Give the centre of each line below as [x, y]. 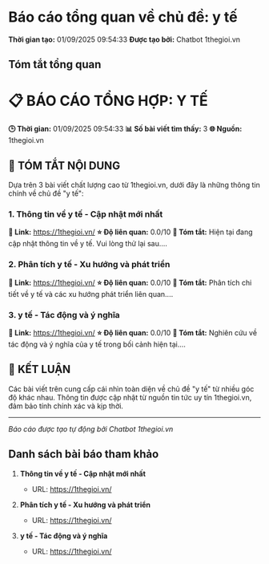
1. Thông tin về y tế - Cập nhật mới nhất [86, 214]
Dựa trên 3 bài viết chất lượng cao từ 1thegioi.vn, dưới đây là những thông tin [134, 185]
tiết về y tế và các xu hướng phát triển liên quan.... [91, 294]
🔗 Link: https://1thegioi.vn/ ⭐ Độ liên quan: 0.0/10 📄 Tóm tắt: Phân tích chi [130, 282]
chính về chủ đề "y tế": [46, 193]
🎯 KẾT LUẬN [40, 369]
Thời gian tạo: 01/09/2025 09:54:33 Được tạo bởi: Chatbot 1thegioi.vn [124, 39]
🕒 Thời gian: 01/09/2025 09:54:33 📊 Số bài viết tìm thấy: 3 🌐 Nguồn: [125, 129]
